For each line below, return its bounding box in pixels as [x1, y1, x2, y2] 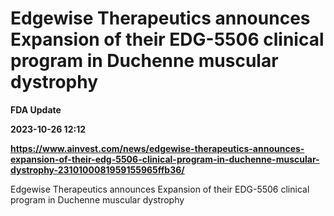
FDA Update [10, 103, 62, 116]
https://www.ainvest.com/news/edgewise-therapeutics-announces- [10, 142, 305, 154]
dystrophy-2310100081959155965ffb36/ [10, 163, 185, 176]
